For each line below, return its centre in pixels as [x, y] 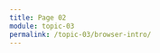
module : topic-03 [42, 26]
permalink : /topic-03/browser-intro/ [80, 34]
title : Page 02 [38, 18]
